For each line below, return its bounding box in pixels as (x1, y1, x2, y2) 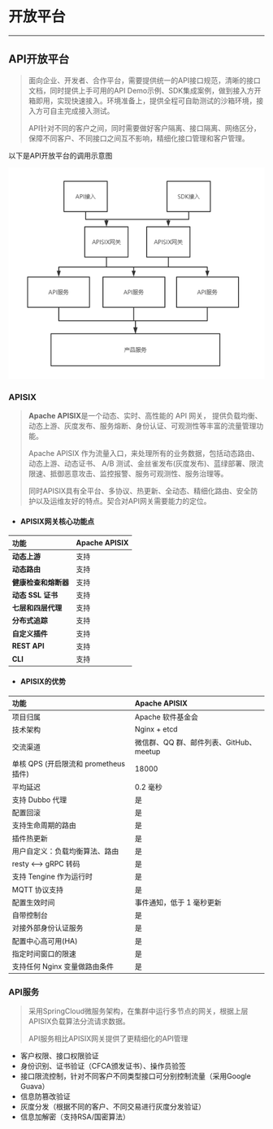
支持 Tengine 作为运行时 (11, 871, 93, 882)
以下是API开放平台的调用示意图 (8, 150, 113, 160)
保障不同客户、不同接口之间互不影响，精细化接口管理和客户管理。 (28, 133, 249, 143)
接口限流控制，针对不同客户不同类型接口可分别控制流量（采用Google (19, 1070, 252, 1081)
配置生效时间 (11, 897, 55, 907)
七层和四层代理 (11, 603, 63, 613)
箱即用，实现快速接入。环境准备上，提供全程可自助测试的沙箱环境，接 (28, 95, 264, 106)
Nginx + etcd (134, 724, 178, 734)
